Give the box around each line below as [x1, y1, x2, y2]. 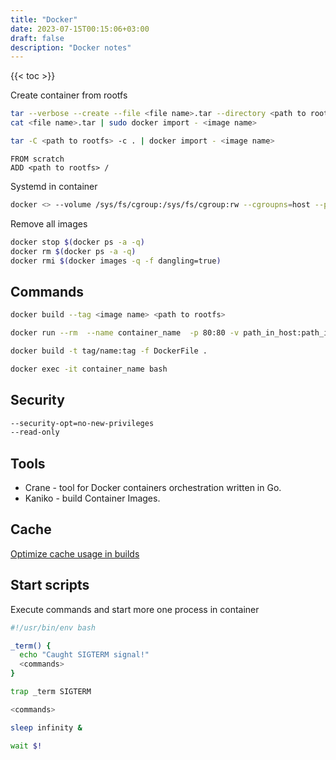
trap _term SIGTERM [10, 687, 92, 697]
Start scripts [10, 577, 90, 594]
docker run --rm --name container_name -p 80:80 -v [10, 328, 240, 338]
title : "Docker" [10, 14, 78, 25]
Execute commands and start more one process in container [10, 603, 260, 615]
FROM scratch [10, 154, 65, 164]
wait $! [10, 741, 43, 751]
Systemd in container [10, 180, 98, 192]
